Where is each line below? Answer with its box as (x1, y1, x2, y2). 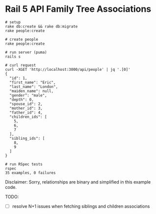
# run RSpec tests (5, 161, 43, 167)
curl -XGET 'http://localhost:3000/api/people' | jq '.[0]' (5, 67, 131, 72)
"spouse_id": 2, (9, 101, 43, 106)
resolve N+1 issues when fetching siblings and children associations (12, 203, 150, 209)
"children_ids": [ (9, 114, 48, 119)
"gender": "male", (9, 92, 48, 98)
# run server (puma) (5, 50, 48, 55)
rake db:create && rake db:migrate (5, 24, 78, 29)
